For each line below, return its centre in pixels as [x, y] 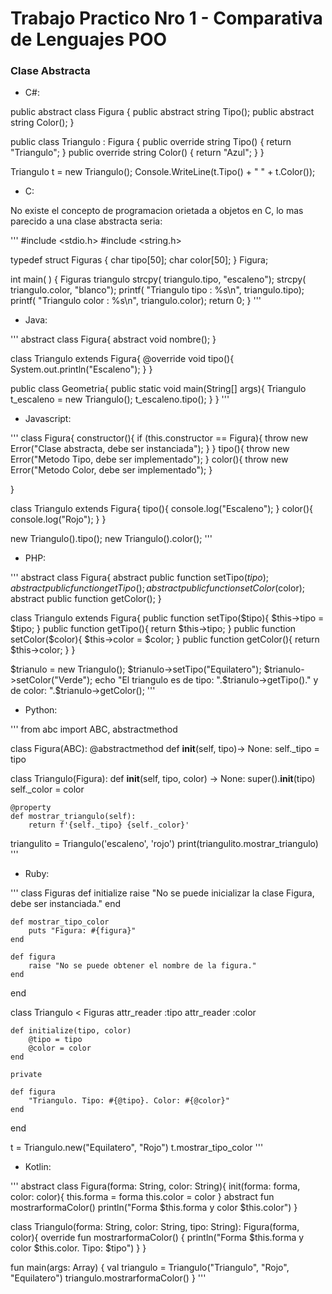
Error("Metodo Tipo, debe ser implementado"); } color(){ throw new [149, 459]
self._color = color [47, 789]
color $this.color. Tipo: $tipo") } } [78, 1248]
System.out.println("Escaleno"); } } [81, 369]
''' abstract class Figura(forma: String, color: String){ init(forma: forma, [155, 1186]
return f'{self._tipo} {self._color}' [109, 825]
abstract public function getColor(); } [86, 599]
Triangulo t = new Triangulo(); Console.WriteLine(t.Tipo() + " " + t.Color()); [163, 172]
